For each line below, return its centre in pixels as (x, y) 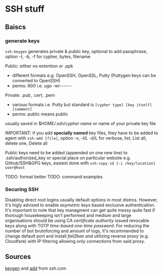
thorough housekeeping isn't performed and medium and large (68, 216)
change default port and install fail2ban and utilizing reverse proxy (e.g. (77, 236)
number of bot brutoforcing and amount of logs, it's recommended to (74, 231)
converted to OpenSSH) (36, 80)
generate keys (22, 41)
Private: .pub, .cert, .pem (30, 95)
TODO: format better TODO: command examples (54, 177)
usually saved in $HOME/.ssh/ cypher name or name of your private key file (81, 123)
